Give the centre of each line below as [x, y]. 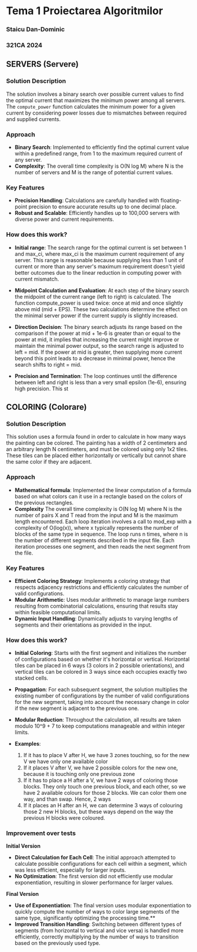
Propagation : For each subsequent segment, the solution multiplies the [101, 690]
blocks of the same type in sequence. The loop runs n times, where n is [101, 534]
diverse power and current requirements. [64, 219]
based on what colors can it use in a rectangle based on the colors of [98, 496]
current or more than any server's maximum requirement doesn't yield [100, 266]
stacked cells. [31, 678]
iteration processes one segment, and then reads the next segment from [102, 546]
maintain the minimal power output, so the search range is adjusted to [99, 345]
